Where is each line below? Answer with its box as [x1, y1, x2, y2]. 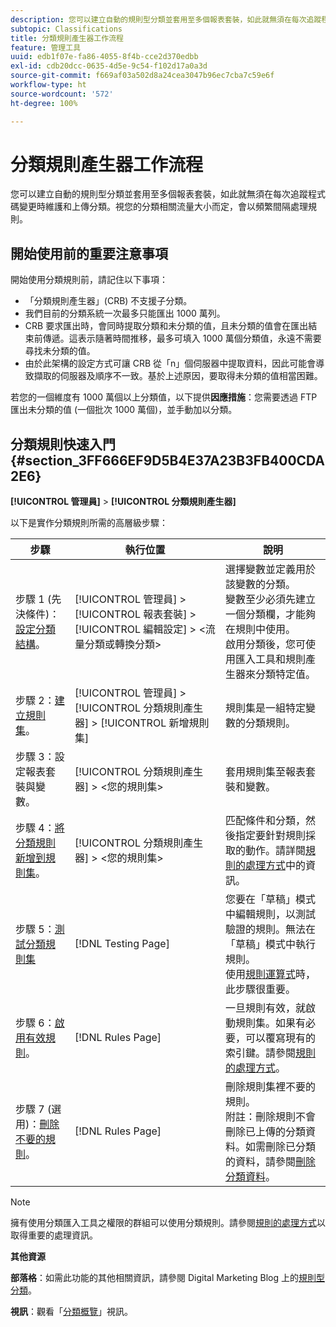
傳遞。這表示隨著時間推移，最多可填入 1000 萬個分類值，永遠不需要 [42, 332, 322, 345]
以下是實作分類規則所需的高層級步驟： [10, 517, 168, 529]
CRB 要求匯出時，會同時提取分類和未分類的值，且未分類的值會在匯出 [24, 320, 309, 332]
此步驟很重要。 [224, 982, 296, 996]
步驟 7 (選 [15, 1102, 62, 1116]
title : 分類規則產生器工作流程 [10, 33, 124, 43]
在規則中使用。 [224, 622, 296, 636]
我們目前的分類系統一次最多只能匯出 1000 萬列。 [24, 307, 226, 320]
